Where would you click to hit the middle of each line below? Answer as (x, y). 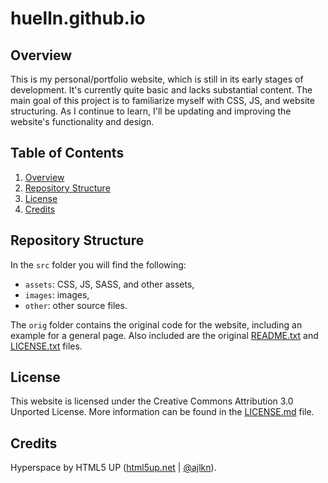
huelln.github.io (78, 18)
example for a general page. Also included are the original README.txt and (164, 335)
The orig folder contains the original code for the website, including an (156, 324)
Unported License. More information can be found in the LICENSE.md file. (162, 412)
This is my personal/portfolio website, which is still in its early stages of (157, 79)
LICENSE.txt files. (46, 346)
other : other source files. (76, 305)
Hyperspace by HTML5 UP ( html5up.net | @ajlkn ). (113, 468)
